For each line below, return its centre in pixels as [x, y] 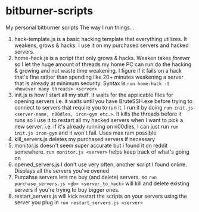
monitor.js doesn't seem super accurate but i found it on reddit [91, 145]
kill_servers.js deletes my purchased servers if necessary [85, 139]
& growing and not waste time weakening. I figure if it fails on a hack [98, 70]
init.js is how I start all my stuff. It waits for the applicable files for [94, 95]
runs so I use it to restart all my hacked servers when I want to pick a [99, 120]
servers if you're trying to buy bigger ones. [67, 189]
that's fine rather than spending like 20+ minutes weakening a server [99, 77]
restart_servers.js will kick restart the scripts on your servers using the [100, 196]
